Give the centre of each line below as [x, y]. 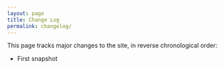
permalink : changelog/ [39, 26]
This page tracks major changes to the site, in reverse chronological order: [112, 46]
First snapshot [37, 59]
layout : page [26, 13]
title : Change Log [33, 20]
